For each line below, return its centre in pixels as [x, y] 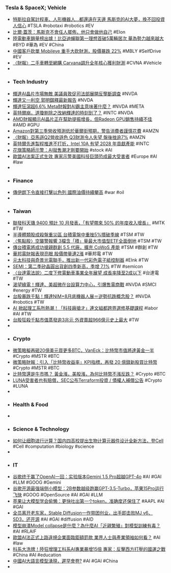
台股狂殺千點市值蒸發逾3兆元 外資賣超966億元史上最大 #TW [76, 320]
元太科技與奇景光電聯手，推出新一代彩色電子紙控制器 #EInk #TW [81, 260]
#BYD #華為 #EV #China [38, 45]
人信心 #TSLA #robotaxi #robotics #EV [53, 26]
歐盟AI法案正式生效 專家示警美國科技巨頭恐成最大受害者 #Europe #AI [85, 156]
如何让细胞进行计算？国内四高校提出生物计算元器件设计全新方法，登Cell [88, 441]
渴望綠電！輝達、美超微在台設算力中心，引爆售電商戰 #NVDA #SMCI [84, 284]
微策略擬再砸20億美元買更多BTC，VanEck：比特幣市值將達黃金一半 [83, 351]
